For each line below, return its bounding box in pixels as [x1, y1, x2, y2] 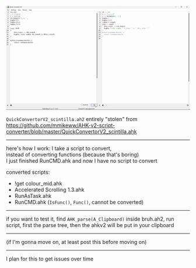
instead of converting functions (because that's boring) [6, 151, 139, 158]
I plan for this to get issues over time [6, 255, 94, 262]
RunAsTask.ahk [14, 192, 52, 199]
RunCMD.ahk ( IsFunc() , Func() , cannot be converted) [14, 198, 144, 205]
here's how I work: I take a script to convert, [6, 145, 112, 152]
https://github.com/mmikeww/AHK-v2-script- [6, 122, 116, 129]
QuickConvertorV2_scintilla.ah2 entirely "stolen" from [6, 115, 138, 122]
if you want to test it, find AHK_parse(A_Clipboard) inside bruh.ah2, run [6, 215, 174, 222]
